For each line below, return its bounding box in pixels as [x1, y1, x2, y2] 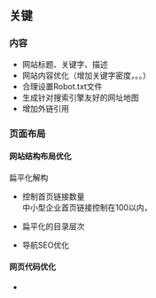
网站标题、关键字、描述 [21, 58, 108, 69]
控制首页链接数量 [21, 191, 85, 202]
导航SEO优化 [21, 240, 69, 250]
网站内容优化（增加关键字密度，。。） [21, 70, 151, 80]
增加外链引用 [21, 103, 69, 113]
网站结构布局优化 [9, 151, 72, 162]
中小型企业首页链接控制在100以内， [21, 202, 152, 212]
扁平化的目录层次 [21, 220, 85, 232]
